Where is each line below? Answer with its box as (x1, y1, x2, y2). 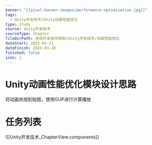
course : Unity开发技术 (5, 27, 51, 32)
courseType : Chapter (5, 31, 50, 36)
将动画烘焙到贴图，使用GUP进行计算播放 (5, 96, 91, 103)
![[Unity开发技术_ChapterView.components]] (5, 134, 99, 140)
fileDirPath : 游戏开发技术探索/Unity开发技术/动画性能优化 (5, 36, 120, 41)
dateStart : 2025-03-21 (5, 41, 54, 46)
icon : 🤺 (5, 55, 22, 60)
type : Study (5, 21, 31, 27)
